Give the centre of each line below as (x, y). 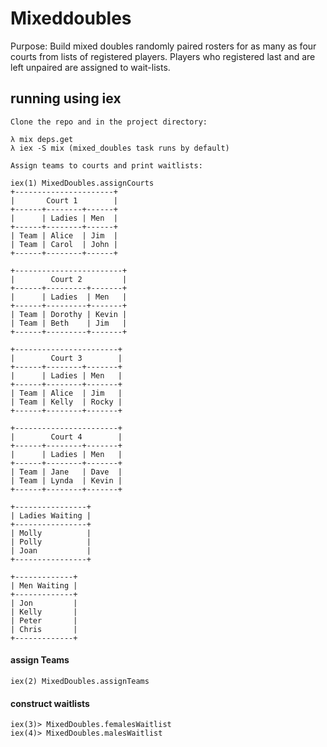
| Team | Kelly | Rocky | (66, 402)
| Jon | (44, 603)
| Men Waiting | (44, 585)
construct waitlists (50, 703)
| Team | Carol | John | (64, 244)
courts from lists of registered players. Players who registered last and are (163, 56)
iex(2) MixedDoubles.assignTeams (80, 681)
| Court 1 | (64, 200)
